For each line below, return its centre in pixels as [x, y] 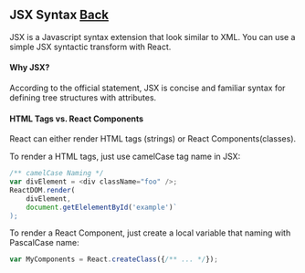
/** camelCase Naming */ [57, 173]
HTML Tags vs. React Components [77, 119]
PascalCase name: [44, 243]
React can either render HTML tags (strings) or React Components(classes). [153, 139]
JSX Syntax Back [59, 15]
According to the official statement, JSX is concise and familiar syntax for [147, 88]
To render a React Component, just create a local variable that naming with [150, 233]
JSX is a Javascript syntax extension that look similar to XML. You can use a [152, 37]
